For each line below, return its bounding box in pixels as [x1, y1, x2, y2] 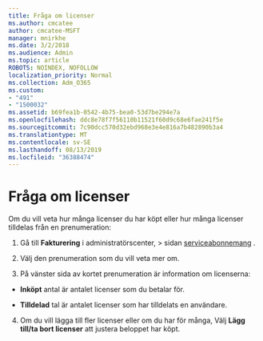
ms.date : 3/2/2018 [8, 42, 70, 50]
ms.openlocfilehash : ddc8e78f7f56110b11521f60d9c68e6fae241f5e [8, 116, 224, 124]
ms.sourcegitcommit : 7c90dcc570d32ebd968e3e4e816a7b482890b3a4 [8, 123, 224, 131]
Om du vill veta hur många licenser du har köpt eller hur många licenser [8, 214, 244, 224]
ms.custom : [8, 86, 45, 94]
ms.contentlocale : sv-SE [8, 138, 91, 146]
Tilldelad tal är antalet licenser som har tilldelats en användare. [19, 300, 228, 310]
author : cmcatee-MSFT [8, 26, 81, 34]
